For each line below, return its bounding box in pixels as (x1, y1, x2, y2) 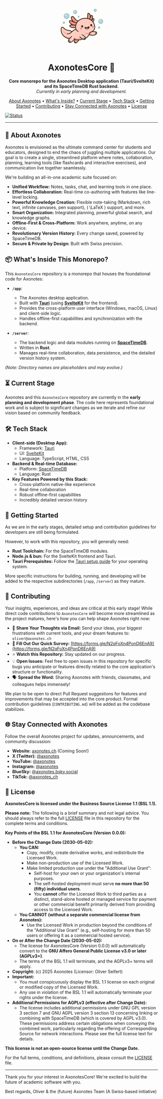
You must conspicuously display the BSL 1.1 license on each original (19, 979, 155, 985)
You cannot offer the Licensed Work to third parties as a (33, 891, 147, 897)
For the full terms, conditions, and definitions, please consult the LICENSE (5, 1055, 153, 1061)
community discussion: (5, 738, 52, 744)
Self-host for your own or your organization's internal (33, 871, 140, 876)
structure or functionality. (12, 669, 63, 674)
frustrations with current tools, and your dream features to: (12, 630, 130, 636)
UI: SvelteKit (19, 450, 45, 456)
